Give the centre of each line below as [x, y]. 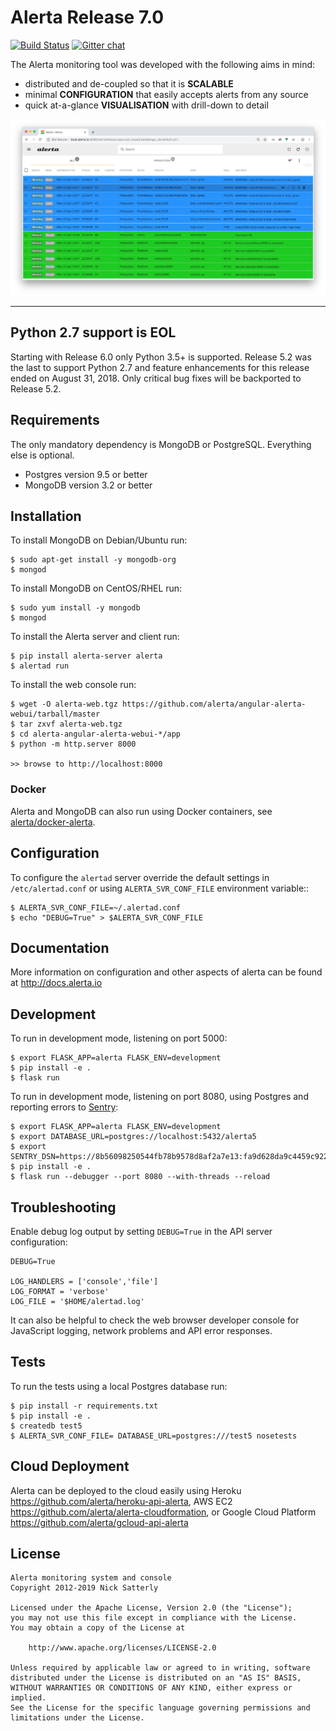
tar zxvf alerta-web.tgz [71, 724]
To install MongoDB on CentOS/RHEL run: [96, 588]
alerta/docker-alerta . [53, 822]
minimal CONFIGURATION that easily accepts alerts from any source [166, 94]
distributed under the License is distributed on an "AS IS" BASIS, [156, 1678]
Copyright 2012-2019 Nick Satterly [84, 1588]
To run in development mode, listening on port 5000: [119, 1038]
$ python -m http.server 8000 [73, 744]
